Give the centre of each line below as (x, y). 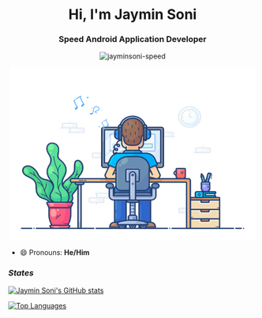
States (21, 273)
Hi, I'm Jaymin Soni (133, 15)
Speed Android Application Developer (133, 39)
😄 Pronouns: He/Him (54, 253)
